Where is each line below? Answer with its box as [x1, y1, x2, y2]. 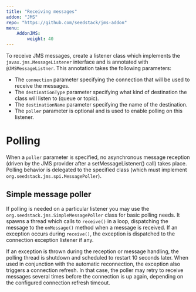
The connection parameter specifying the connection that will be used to [14, 76, 190, 83]
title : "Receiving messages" [6, 8, 77, 15]
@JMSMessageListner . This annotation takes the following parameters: [6, 65, 172, 71]
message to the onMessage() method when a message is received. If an [6, 224, 178, 231]
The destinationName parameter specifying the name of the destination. [14, 101, 188, 108]
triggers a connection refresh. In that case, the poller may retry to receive [6, 266, 184, 274]
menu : [6, 25, 19, 31]
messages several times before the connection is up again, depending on [6, 273, 184, 280]
